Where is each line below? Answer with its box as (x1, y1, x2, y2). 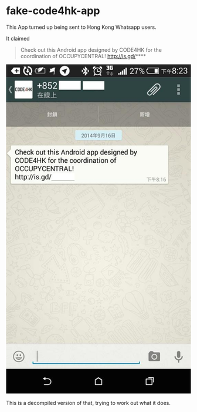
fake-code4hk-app (6, 4, 100, 18)
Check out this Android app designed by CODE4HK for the (20, 46, 162, 53)
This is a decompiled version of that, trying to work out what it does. (6, 399, 171, 406)
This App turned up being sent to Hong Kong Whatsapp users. (6, 24, 157, 31)
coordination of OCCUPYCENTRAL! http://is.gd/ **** (20, 52, 147, 59)
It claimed (6, 35, 30, 42)
